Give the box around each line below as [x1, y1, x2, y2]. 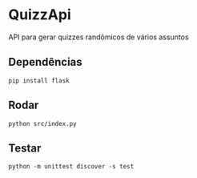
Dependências [8, 55, 82, 69]
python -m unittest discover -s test [8, 163, 135, 171]
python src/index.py [8, 119, 78, 127]
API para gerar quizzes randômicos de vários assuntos [8, 32, 190, 42]
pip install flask [8, 76, 70, 85]
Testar [8, 141, 42, 155]
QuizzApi [8, 6, 71, 24]
